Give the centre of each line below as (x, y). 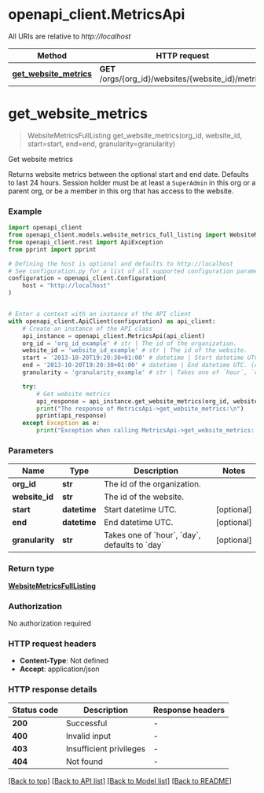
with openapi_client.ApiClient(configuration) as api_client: (112, 321)
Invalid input (88, 736)
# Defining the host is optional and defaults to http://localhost (121, 264)
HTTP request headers (52, 644)
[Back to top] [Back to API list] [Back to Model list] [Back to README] (120, 780)
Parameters (31, 450)
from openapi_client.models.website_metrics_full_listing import (117, 235)
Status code (35, 710)
